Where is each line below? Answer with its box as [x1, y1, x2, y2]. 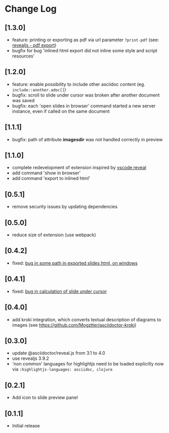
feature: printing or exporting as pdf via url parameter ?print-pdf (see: [12, 37, 159, 43]
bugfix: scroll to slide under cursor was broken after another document [12, 92, 160, 98]
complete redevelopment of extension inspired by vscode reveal [12, 165, 146, 171]
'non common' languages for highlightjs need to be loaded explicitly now [12, 361, 164, 367]
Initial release [12, 422, 40, 428]
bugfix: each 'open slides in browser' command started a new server [12, 103, 156, 109]
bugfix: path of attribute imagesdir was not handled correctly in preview [12, 136, 163, 142]
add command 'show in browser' [12, 170, 81, 176]
